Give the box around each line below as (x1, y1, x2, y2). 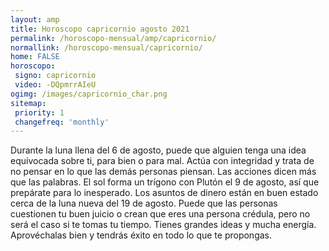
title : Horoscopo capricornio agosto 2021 (10, 24, 190, 34)
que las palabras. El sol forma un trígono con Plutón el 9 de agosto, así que (10, 176, 320, 188)
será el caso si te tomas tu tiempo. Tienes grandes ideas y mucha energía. (10, 219, 317, 231)
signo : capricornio (14, 71, 97, 81)
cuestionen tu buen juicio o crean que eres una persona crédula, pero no (10, 208, 311, 220)
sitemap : (10, 98, 47, 108)
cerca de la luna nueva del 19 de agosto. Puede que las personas (10, 197, 278, 210)
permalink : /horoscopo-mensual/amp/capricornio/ (10, 33, 217, 43)
